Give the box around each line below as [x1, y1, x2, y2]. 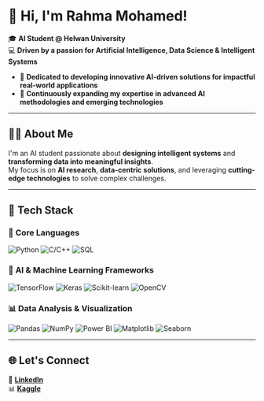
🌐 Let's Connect [8, 354, 90, 367]
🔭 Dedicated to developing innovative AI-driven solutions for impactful [19, 72, 255, 81]
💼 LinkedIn [8, 374, 44, 384]
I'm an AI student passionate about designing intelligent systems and [8, 148, 236, 158]
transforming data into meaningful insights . [8, 157, 153, 166]
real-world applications [19, 80, 98, 90]
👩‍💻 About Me [8, 128, 74, 141]
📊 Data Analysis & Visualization [8, 303, 133, 314]
